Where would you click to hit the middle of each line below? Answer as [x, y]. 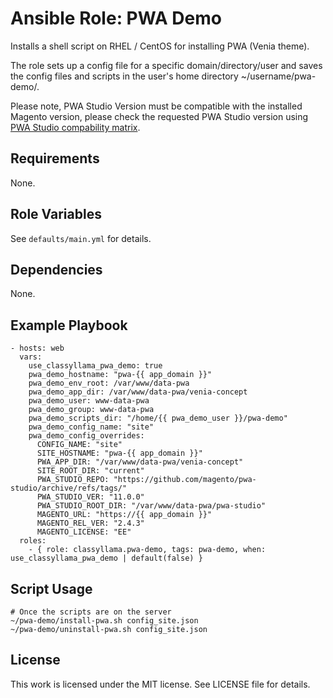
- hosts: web [37, 348]
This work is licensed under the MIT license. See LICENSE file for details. [160, 684]
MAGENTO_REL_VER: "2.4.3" [90, 523]
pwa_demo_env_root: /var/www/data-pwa [109, 383]
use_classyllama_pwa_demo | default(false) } [106, 558]
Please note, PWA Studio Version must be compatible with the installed [156, 106]
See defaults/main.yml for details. [81, 238]
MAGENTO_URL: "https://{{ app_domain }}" [124, 515]
